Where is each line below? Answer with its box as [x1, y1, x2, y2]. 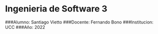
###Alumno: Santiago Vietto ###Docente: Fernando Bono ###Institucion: [5, 19, 154, 25]
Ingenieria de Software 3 [5, 3, 107, 14]
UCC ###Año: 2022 [5, 24, 46, 30]
